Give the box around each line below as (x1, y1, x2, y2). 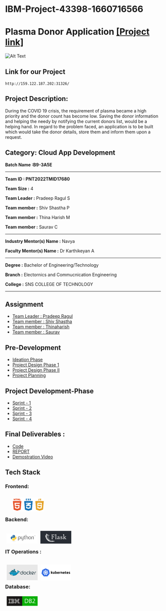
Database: (5, 583, 31, 590)
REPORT (12, 448, 30, 454)
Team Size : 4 (5, 185, 34, 191)
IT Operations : (5, 549, 42, 555)
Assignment (5, 300, 43, 308)
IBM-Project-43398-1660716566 (5, 3, 143, 15)
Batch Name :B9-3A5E (5, 162, 53, 167)
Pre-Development (5, 343, 61, 352)
